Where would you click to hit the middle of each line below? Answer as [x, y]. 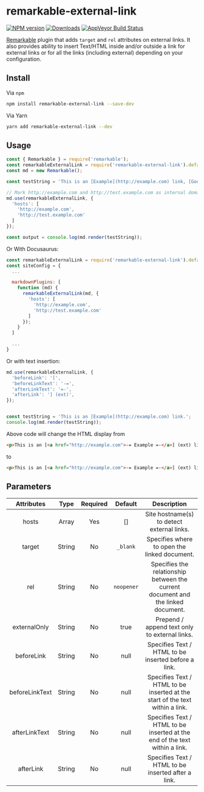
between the [169, 579]
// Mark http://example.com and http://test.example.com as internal [96, 192]
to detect [170, 522]
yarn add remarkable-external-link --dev [59, 126]
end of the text [169, 740]
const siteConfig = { [34, 266]
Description [169, 503]
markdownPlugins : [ [36, 282]
